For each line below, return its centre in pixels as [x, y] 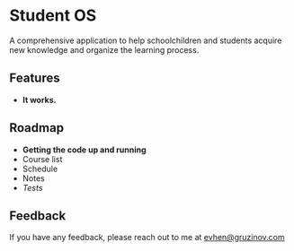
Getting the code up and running [84, 150]
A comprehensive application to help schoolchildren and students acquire [146, 40]
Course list [42, 159]
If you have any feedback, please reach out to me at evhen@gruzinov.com [147, 238]
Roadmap [37, 128]
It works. [39, 100]
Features [35, 78]
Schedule [40, 169]
